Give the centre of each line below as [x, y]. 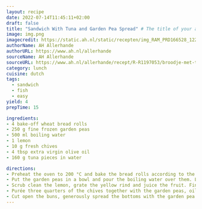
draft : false [23, 23]
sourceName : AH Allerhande [40, 57]
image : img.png [25, 34]
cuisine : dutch [25, 74]
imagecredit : [23, 40]
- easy [20, 96]
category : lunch [26, 68]
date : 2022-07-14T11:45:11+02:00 [48, 18]
